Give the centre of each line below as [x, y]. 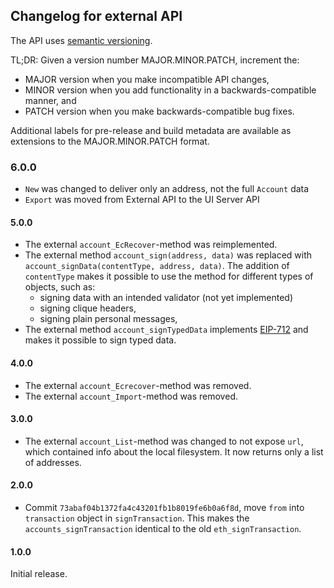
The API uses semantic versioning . [81, 40]
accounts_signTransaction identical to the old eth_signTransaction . [163, 528]
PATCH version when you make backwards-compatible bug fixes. [159, 111]
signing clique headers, [88, 308]
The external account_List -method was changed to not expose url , [164, 441]
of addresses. [53, 462]
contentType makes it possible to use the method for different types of [169, 276]
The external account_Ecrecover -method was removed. [138, 385]
